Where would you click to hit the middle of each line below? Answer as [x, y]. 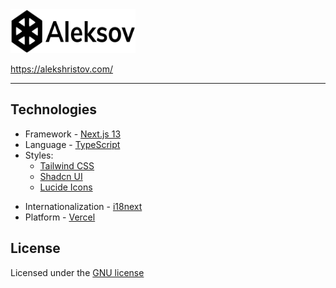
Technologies [54, 109]
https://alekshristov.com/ [62, 69]
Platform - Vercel [60, 217]
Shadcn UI [61, 176]
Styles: [39, 155]
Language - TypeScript [72, 144]
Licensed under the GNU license [77, 272]
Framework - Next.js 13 [73, 134]
